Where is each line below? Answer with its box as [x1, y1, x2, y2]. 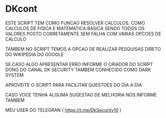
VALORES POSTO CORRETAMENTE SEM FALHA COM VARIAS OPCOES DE [5, 31, 161, 37]
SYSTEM [5, 72, 24, 78]
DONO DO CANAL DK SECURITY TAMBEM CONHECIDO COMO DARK [5, 67, 151, 73]
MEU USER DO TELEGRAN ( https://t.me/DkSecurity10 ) [5, 107, 122, 113]
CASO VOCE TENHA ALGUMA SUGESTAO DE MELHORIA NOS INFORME [5, 92, 157, 98]
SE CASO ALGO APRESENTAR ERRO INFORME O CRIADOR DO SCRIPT [5, 61, 153, 67]
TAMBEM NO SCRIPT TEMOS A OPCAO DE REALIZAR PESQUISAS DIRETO [5, 46, 161, 52]
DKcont [5, 3, 38, 15]
